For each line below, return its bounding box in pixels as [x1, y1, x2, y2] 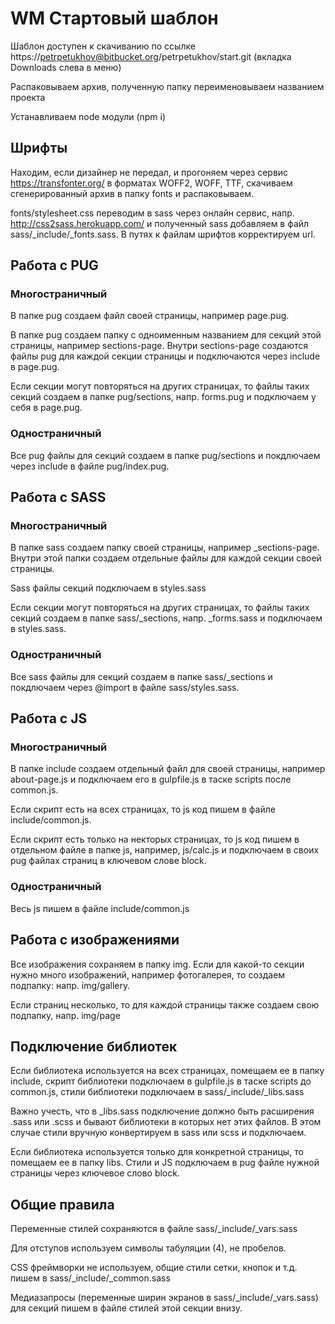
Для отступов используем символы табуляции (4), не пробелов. [10, 1242, 287, 1254]
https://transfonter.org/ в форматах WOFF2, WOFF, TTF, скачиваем [10, 177, 293, 189]
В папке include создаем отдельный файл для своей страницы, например [10, 763, 326, 775]
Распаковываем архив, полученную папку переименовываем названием [10, 80, 325, 92]
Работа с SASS [10, 489, 107, 506]
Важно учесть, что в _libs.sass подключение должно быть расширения [10, 1105, 315, 1117]
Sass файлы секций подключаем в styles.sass [10, 582, 207, 594]
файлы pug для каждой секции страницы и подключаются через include [10, 350, 321, 362]
